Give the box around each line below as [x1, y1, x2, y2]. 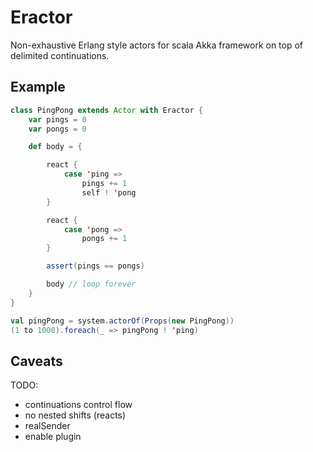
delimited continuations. [10, 49, 110, 61]
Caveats [10, 352, 63, 370]
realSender [24, 420, 71, 432]
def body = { [28, 142, 83, 152]
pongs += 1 [81, 234, 128, 244]
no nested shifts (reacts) [24, 409, 127, 421]
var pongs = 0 [28, 124, 87, 134]
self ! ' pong [81, 187, 137, 198]
